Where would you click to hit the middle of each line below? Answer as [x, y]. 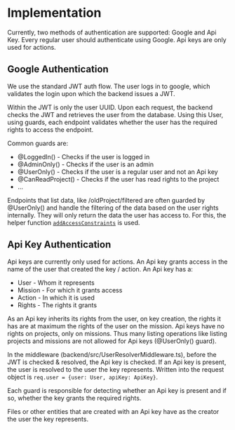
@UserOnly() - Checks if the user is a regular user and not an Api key [118, 172]
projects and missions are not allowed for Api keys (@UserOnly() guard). [112, 341]
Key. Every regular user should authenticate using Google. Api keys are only [117, 39]
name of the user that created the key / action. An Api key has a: [100, 269]
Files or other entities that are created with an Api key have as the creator [113, 411]
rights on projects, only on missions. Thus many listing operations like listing [117, 333]
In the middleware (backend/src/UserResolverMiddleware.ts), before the [112, 354]
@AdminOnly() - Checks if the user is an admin [86, 164]
